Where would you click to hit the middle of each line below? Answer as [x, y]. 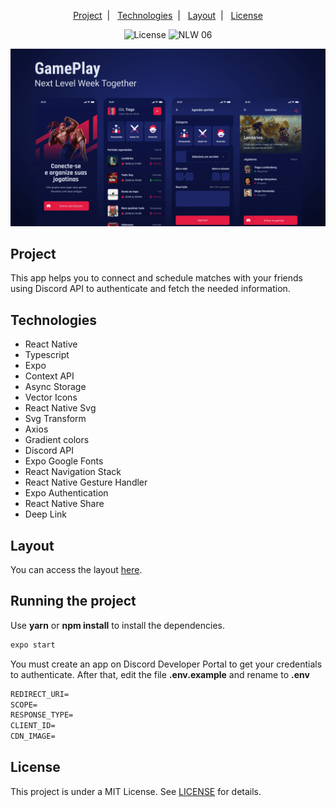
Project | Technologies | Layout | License [168, 15]
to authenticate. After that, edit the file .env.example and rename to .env [160, 674]
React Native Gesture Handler [86, 482]
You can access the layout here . [76, 569]
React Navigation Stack [73, 472]
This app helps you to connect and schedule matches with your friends [156, 278]
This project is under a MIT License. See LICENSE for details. [136, 791]
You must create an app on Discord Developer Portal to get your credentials [166, 664]
